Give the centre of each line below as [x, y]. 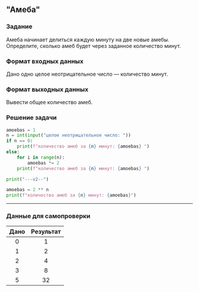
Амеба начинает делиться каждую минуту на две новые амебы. [88, 39]
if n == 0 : [20, 141]
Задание [19, 27]
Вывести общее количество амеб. [49, 102]
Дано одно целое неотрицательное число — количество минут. [87, 74]
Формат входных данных [45, 61]
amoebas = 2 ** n [28, 190]
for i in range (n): [41, 157]
